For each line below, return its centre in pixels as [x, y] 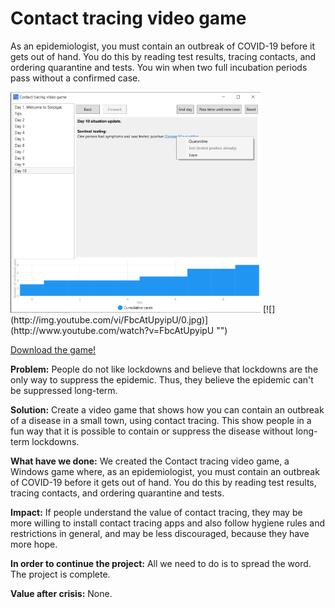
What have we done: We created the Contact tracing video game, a [150, 461]
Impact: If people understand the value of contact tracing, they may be [156, 512]
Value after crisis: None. [61, 593]
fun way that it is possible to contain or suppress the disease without [152, 431]
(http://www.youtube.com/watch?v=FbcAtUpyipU [112, 330]
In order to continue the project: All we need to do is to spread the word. [161, 563]
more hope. [34, 544]
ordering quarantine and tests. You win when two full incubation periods [159, 67]
